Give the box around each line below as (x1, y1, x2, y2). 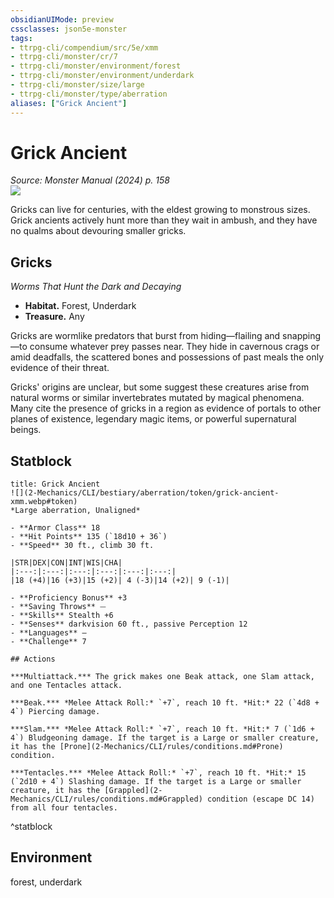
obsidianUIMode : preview (10, 14, 114, 25)
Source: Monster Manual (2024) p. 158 (10, 174, 170, 186)
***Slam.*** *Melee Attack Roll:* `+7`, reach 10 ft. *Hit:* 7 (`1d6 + (10, 724, 315, 735)
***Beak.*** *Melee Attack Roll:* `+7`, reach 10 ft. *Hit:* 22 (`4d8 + (10, 698, 320, 708)
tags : (10, 33, 33, 43)
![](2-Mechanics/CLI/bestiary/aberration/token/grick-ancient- (10, 488, 280, 498)
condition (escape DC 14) (206, 794, 315, 805)
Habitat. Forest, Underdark (24, 300, 137, 312)
